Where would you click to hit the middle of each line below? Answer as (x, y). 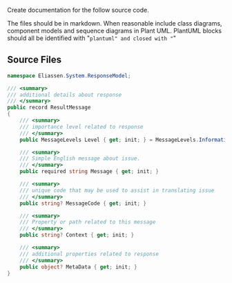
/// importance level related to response (81, 127)
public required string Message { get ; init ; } (89, 172)
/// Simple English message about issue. (80, 158)
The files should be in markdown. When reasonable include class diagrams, (115, 23)
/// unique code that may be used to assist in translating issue (117, 190)
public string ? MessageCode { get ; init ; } (83, 203)
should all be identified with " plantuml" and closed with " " (92, 38)
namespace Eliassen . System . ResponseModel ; (69, 75)
